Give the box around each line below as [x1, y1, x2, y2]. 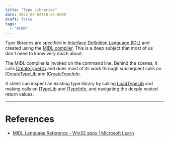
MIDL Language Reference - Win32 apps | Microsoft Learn [12, 130, 134, 136]
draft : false [5, 17, 33, 22]
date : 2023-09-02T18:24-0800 [5, 12, 66, 17]
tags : [5, 21, 17, 27]
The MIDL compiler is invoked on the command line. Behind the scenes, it [5, 60, 157, 66]
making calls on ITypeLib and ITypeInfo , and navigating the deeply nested [5, 86, 158, 92]
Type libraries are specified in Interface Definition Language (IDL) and [5, 40, 150, 46]
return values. [5, 91, 34, 97]
